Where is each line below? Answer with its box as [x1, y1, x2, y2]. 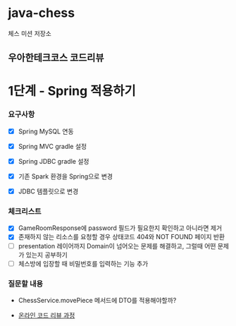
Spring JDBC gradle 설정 [18, 157, 89, 165]
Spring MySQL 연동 [18, 127, 74, 135]
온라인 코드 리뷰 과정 [18, 310, 75, 319]
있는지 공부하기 [25, 250, 68, 259]
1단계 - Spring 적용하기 [8, 83, 136, 99]
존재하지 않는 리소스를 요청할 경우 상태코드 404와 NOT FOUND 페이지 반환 [18, 233, 225, 241]
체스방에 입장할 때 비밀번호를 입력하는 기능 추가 [18, 259, 149, 267]
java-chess [8, 5, 75, 21]
